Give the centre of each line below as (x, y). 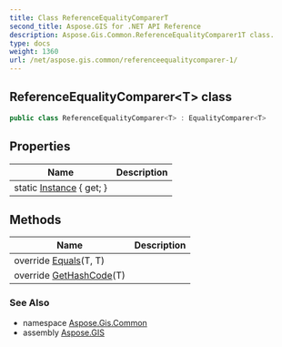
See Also (30, 303)
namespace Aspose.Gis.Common (85, 322)
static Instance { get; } (60, 188)
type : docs (30, 43)
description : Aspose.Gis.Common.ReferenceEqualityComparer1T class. (142, 35)
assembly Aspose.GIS (63, 332)
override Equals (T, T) (59, 260)
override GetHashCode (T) (70, 276)
